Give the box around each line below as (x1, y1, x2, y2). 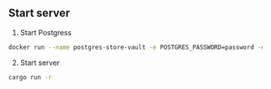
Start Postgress (19, 27, 72, 37)
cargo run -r (8, 73, 52, 81)
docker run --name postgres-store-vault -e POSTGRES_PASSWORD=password (8, 43, 254, 51)
